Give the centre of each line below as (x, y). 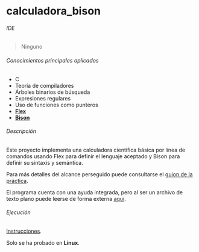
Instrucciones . (24, 231)
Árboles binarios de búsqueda (52, 92)
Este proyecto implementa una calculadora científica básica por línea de (96, 150)
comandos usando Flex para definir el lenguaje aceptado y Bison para (93, 156)
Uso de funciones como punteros (56, 105)
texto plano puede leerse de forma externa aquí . (66, 198)
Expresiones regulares (43, 98)
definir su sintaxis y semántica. (45, 162)
